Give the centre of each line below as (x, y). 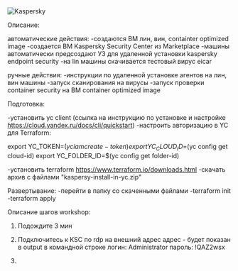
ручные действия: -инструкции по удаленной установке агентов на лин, (117, 75)
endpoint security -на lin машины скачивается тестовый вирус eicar (109, 62)
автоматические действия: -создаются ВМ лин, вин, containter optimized (118, 39)
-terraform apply (32, 199)
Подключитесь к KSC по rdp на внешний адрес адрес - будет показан (124, 240)
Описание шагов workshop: (49, 212)
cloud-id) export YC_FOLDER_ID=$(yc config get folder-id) (93, 156)
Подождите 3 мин (45, 226)
